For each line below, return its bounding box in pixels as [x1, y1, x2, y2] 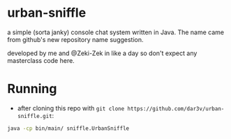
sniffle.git [17, 112, 52, 119]
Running [7, 81, 57, 97]
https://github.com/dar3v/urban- [127, 105, 225, 112]
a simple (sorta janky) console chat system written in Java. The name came [7, 28, 225, 36]
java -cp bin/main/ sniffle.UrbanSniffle [7, 124, 130, 132]
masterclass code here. [7, 56, 75, 64]
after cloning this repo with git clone [17, 103, 125, 112]
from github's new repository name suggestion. [7, 35, 144, 43]
